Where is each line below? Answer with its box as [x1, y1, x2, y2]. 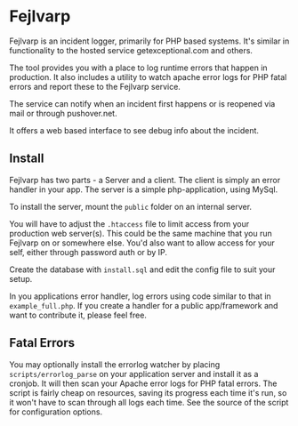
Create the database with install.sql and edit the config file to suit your [9, 264, 276, 275]
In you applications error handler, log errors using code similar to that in [9, 291, 271, 301]
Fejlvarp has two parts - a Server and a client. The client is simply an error [9, 174, 281, 185]
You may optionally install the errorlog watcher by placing [9, 358, 221, 370]
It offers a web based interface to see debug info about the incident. [9, 125, 260, 135]
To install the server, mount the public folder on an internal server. [9, 201, 252, 212]
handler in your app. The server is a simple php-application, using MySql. [9, 184, 278, 195]
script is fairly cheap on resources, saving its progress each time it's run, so [9, 387, 287, 398]
